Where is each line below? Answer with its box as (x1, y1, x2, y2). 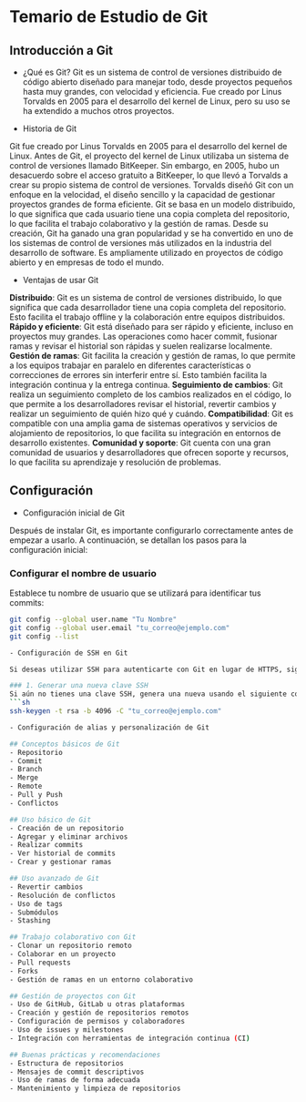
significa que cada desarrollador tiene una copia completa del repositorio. (9, 302, 287, 312)
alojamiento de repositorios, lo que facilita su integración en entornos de (9, 428, 281, 438)
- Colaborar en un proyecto (9, 950, 117, 959)
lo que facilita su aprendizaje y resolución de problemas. (9, 457, 221, 467)
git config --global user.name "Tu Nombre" (9, 615, 178, 625)
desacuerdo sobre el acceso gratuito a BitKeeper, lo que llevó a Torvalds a (9, 170, 289, 180)
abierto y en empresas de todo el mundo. (9, 257, 164, 268)
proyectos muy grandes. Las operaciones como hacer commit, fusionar (9, 331, 278, 342)
